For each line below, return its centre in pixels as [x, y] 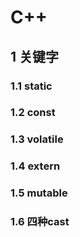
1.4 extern [35, 166]
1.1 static [31, 86]
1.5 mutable [39, 193]
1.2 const [33, 113]
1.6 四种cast [40, 222]
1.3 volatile [37, 139]
